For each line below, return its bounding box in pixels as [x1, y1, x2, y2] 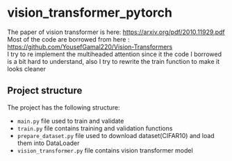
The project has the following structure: [7, 103, 120, 112]
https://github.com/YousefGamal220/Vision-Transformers [7, 42, 173, 51]
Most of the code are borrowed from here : [7, 35, 130, 43]
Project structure [7, 85, 83, 96]
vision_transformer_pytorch [7, 5, 172, 21]
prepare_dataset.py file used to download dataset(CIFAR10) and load [17, 131, 215, 139]
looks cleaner [7, 65, 47, 73]
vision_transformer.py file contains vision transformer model [17, 146, 193, 154]
